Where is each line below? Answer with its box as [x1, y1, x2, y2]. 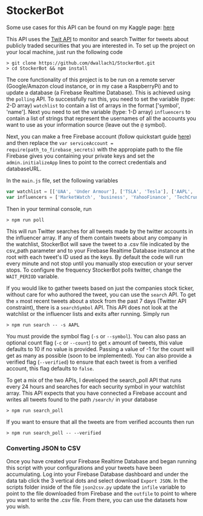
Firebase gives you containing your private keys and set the [6, 152, 155, 159]
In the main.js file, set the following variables [6, 176, 118, 184]
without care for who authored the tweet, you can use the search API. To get [6, 290, 196, 298]
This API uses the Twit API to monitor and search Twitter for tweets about [6, 35, 189, 42]
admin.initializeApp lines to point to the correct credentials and [6, 158, 167, 166]
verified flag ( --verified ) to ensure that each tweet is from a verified [6, 358, 178, 366]
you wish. [6, 503, 30, 510]
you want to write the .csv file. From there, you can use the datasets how [6, 496, 188, 503]
